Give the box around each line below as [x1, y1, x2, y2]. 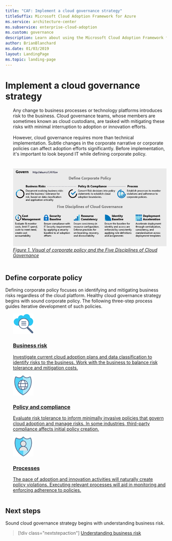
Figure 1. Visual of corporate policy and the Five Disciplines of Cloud [12, 246, 158, 253]
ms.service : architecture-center [5, 19, 77, 24]
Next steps [5, 506, 41, 515]
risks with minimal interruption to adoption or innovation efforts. [12, 123, 147, 130]
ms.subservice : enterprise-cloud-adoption [5, 25, 97, 30]
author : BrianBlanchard [5, 41, 56, 46]
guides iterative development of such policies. [5, 303, 103, 309]
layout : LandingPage [5, 51, 50, 56]
